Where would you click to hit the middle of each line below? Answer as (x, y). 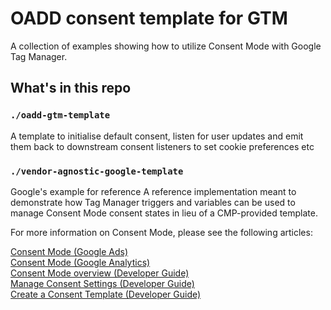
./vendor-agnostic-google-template (97, 171)
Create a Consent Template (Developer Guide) (106, 294)
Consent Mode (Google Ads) (69, 251)
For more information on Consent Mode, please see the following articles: (161, 232)
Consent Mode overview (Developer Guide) (100, 273)
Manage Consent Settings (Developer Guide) (102, 283)
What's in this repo (71, 88)
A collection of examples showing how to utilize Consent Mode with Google (166, 46)
